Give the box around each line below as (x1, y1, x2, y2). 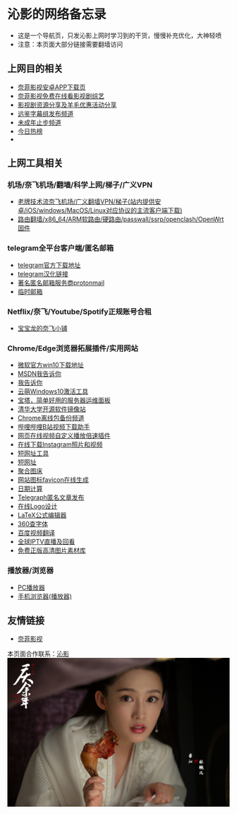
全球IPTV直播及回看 (17, 538, 75, 546)
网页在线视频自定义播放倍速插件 (17, 432, 111, 440)
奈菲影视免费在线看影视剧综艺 (17, 91, 104, 100)
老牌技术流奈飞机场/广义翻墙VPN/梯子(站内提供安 (17, 197, 162, 206)
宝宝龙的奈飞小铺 (17, 324, 68, 333)
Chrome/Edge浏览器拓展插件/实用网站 (7, 343, 139, 353)
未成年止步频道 (17, 118, 61, 126)
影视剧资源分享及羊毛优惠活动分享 (17, 100, 117, 109)
